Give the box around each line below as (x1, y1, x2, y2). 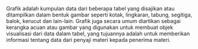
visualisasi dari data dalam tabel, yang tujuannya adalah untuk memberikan (6, 30, 190, 37)
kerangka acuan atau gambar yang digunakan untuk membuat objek (6, 24, 174, 31)
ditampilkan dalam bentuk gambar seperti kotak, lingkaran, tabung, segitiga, (6, 11, 193, 18)
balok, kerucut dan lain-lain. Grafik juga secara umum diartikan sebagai (6, 18, 181, 24)
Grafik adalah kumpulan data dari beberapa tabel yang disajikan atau (6, 5, 175, 12)
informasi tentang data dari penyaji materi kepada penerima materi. (6, 37, 171, 43)
